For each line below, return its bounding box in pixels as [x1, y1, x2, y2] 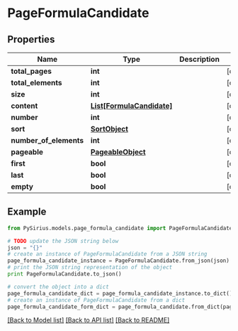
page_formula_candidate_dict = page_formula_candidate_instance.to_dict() [7, 290, 233, 297]
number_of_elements [11, 136, 84, 145]
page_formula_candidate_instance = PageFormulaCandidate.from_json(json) [7, 257, 230, 264]
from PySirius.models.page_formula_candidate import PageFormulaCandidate [7, 224, 233, 232]
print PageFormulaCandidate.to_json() [7, 271, 122, 278]
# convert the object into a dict [7, 283, 110, 291]
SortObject [91, 124, 129, 134]
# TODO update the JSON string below [7, 237, 119, 244]
